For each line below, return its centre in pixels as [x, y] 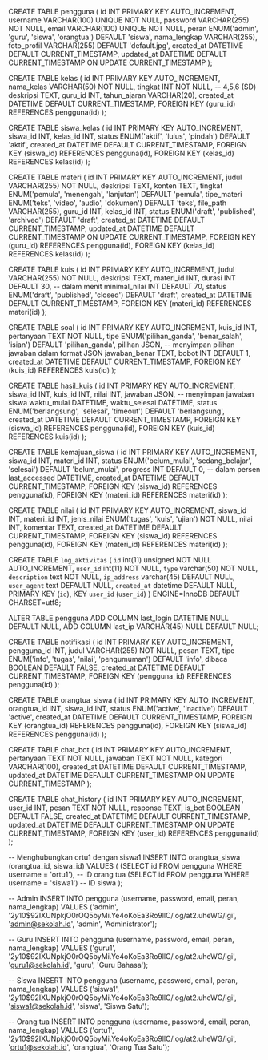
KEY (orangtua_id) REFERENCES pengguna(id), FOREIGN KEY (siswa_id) [128, 725]
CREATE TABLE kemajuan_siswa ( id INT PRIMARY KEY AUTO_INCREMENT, [133, 452]
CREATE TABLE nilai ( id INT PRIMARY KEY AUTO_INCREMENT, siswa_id [128, 510]
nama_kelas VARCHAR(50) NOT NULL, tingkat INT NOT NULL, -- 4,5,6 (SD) [132, 87]
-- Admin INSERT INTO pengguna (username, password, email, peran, [124, 898]
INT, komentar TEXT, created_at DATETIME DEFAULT [95, 527]
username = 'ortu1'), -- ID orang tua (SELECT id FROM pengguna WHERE [129, 874]
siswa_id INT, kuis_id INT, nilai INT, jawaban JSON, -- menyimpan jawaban [131, 394]
